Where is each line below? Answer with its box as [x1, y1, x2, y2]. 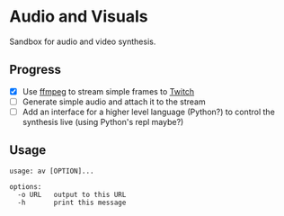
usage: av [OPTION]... [9, 166, 94, 175]
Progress [9, 62, 61, 77]
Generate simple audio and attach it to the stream [22, 96, 206, 107]
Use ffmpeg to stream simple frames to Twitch [22, 85, 195, 96]
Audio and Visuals [9, 6, 148, 27]
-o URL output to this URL [17, 190, 127, 199]
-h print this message [17, 198, 127, 207]
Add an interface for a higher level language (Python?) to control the [22, 106, 276, 117]
